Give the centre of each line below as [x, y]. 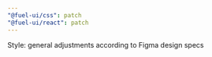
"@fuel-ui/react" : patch [48, 23]
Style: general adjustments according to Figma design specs [106, 45]
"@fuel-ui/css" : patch [45, 15]
